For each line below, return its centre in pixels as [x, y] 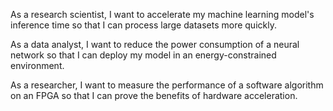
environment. [37, 65]
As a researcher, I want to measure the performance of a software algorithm [167, 85]
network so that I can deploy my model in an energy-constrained [143, 55]
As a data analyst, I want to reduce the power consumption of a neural [155, 44]
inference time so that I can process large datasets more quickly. [143, 25]
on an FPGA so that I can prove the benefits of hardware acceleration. [154, 95]
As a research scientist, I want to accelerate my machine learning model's [162, 14]
